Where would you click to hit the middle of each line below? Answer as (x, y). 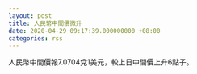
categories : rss (36, 38)
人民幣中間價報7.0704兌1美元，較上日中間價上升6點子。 (101, 62)
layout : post (30, 16)
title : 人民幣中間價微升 (45, 23)
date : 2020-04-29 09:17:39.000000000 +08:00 (84, 31)
